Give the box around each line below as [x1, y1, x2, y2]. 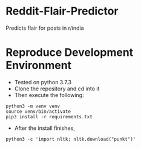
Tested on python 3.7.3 [14, 78, 72, 86]
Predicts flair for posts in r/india [5, 24, 84, 32]
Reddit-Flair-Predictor [5, 4, 119, 18]
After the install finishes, [14, 124, 75, 132]
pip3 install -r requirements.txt [5, 113, 93, 119]
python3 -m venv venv [5, 103, 61, 109]
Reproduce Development [5, 45, 134, 59]
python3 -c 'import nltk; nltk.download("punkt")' [5, 136, 136, 142]
